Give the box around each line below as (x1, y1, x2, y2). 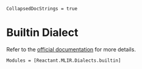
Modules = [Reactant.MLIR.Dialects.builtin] (6, 57, 121, 64)
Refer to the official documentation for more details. (6, 45, 136, 53)
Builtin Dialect (6, 26, 79, 39)
